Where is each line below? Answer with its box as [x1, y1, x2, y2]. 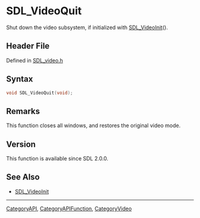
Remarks [6, 106, 40, 116]
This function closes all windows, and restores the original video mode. [6, 122, 181, 129]
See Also [6, 172, 40, 182]
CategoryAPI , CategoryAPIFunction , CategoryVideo [6, 205, 132, 212]
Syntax [6, 74, 33, 84]
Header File [6, 41, 50, 51]
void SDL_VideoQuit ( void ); [6, 90, 73, 96]
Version [6, 139, 36, 149]
